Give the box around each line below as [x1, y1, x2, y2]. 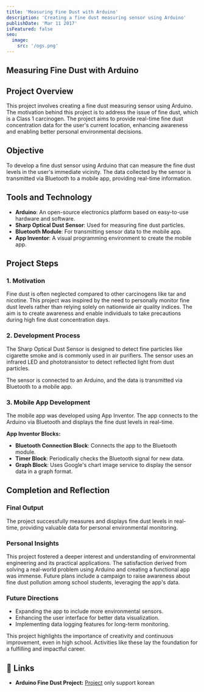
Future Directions [6, 593, 59, 602]
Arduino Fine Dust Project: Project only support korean [15, 679, 155, 687]
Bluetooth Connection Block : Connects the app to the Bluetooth [15, 441, 177, 449]
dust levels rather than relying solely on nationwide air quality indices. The [6, 303, 193, 311]
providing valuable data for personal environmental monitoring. [20, 524, 178, 531]
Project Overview [6, 86, 74, 96]
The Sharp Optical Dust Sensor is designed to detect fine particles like [6, 345, 183, 353]
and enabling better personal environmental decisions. [6, 128, 143, 136]
